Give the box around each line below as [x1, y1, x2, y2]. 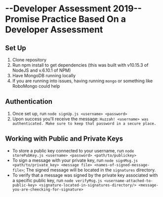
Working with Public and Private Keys [5, 135, 123, 143]
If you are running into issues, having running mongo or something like [12, 78, 153, 84]
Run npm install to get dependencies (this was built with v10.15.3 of [12, 62, 149, 68]
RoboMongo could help [12, 83, 60, 89]
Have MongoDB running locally [12, 73, 76, 78]
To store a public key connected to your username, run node [12, 148, 134, 153]
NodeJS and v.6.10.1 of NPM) [12, 67, 71, 73]
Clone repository [12, 57, 47, 62]
